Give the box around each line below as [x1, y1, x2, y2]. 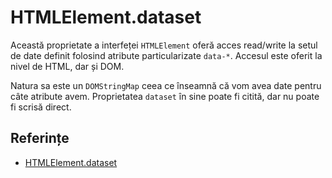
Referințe [10, 130, 70, 147]
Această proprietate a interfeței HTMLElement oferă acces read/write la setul [10, 39, 318, 51]
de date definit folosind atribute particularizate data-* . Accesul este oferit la [10, 49, 323, 61]
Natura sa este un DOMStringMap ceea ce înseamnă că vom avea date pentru [10, 79, 322, 91]
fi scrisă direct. [10, 101, 72, 113]
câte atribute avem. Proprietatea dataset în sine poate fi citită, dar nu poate [10, 90, 320, 102]
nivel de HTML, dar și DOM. [10, 60, 125, 72]
